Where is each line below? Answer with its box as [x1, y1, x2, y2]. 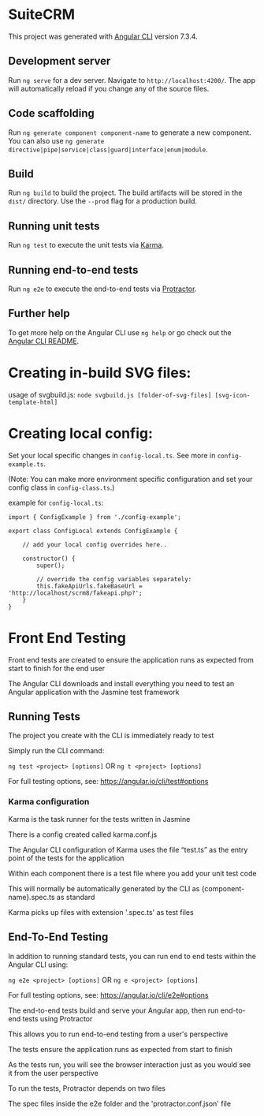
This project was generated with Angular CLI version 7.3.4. [8, 32, 199, 41]
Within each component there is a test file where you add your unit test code [8, 868, 257, 878]
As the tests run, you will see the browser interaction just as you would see [8, 1059, 251, 1069]
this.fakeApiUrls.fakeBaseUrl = [36, 582, 143, 590]
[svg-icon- [214, 391, 251, 399]
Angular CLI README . [8, 336, 80, 345]
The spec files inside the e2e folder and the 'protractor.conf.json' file [8, 1099, 231, 1108]
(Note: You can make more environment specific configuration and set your [8, 474, 253, 483]
